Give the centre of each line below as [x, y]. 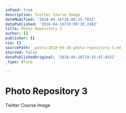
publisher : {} [20, 39]
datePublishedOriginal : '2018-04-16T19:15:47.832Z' [61, 57]
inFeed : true [19, 10]
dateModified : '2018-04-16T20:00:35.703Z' [51, 19]
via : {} [13, 43]
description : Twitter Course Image [43, 15]
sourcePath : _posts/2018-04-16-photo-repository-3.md [63, 48]
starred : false [21, 52]
